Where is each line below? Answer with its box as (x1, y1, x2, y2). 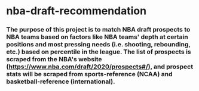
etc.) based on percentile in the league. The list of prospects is (6, 48, 191, 56)
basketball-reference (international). (6, 77, 115, 86)
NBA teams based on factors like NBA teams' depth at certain (6, 33, 188, 41)
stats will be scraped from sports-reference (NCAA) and (6, 70, 173, 79)
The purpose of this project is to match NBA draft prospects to (6, 26, 191, 34)
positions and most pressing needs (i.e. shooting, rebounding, (6, 40, 191, 49)
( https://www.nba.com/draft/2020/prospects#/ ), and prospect (6, 62, 193, 71)
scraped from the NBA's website (6, 55, 102, 64)
